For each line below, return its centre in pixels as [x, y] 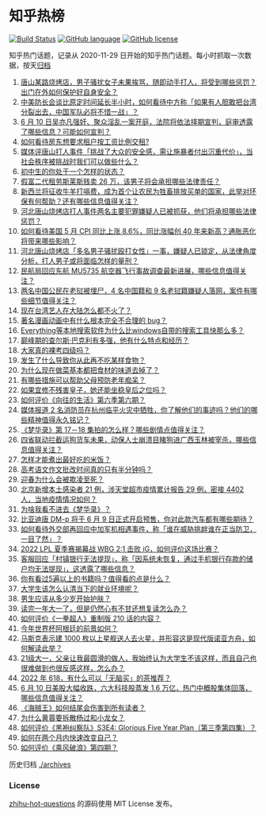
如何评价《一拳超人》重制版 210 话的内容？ [91, 618]
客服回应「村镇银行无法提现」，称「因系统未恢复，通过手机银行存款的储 [137, 559]
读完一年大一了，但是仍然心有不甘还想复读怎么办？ [104, 608]
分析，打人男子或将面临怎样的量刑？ [80, 261]
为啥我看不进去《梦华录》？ [66, 509]
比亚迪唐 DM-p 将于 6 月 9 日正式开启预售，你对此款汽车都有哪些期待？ [137, 519]
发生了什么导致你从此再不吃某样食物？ [83, 360]
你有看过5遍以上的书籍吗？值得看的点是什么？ [95, 578]
